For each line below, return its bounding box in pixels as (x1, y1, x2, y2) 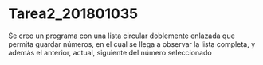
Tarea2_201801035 (8, 5, 138, 23)
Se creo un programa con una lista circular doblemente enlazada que (8, 31, 235, 40)
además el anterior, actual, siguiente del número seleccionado (8, 48, 213, 57)
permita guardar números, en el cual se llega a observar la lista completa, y (8, 39, 256, 48)
